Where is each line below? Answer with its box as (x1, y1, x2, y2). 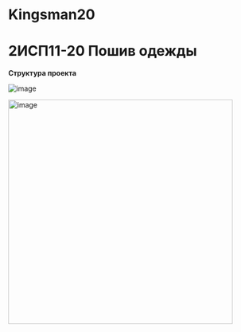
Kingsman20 (8, 6, 95, 24)
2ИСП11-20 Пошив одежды (8, 42, 197, 61)
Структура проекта (8, 68, 77, 78)
